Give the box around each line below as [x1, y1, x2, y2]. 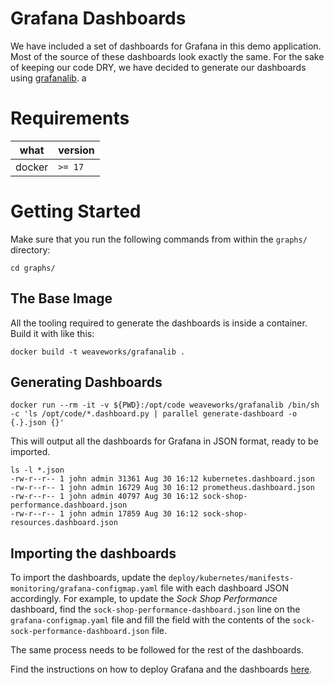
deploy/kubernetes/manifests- [168, 573, 295, 584]
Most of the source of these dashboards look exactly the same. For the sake [10, 50, 325, 62]
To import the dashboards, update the [10, 572, 167, 584]
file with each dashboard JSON [160, 582, 290, 594]
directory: [10, 243, 51, 256]
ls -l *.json [10, 465, 65, 476]
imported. [10, 446, 51, 458]
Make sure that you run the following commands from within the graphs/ [10, 233, 308, 245]
